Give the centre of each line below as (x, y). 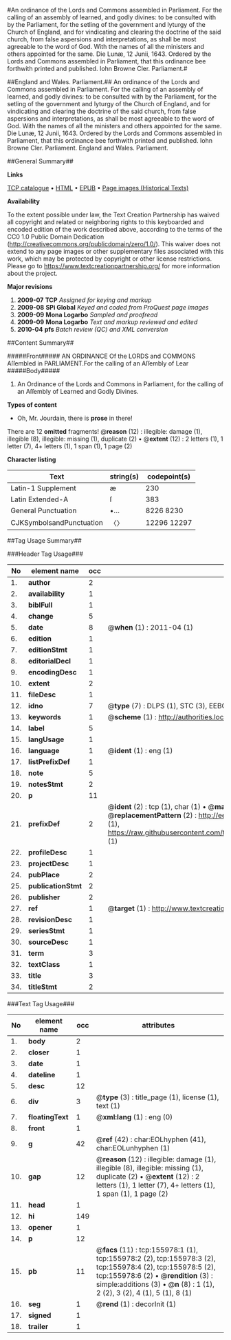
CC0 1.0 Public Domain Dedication (56, 237)
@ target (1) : (129, 908)
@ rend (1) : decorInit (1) (136, 1304)
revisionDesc (50, 920)
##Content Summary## (41, 343)
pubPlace (44, 875)
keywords (45, 717)
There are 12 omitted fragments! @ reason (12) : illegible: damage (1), (105, 431)
